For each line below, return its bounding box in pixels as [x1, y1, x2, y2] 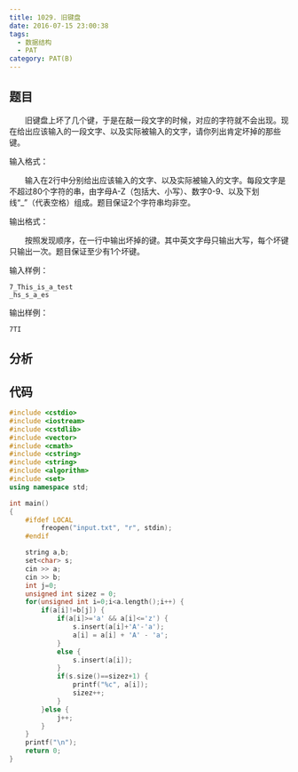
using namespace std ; [9, 482, 90, 492]
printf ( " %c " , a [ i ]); [72, 680, 149, 689]
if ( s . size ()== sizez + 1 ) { [56, 672, 149, 681]
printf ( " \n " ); [25, 738, 77, 747]
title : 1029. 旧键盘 [9, 12, 82, 22]
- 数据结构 [17, 37, 52, 47]
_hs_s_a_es [9, 290, 50, 299]
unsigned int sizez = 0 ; [25, 589, 117, 599]
